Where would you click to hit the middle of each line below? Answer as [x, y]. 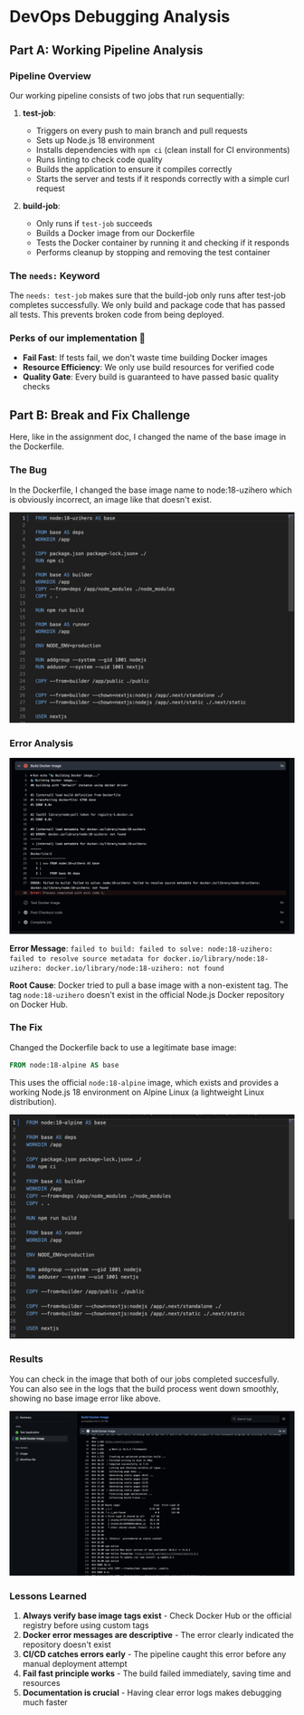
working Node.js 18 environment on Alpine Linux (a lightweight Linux [137, 1092]
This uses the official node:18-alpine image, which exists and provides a [144, 1082]
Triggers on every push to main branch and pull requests [142, 130]
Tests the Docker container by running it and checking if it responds [162, 243]
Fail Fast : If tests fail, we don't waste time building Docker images [145, 358]
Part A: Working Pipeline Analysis [106, 50]
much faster [45, 1702]
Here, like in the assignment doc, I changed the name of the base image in [148, 437]
